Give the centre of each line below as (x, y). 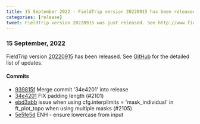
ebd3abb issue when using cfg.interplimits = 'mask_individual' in (94, 102)
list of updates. (24, 62)
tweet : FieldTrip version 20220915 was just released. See (81, 23)
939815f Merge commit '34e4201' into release (71, 89)
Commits (18, 76)
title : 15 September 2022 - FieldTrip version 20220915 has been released (101, 12)
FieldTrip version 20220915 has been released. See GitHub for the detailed (98, 56)
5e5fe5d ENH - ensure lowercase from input (69, 115)
